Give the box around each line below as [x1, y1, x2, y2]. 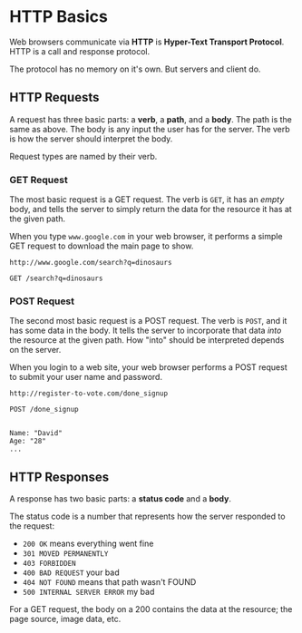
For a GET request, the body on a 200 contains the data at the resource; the [9, 604, 293, 615]
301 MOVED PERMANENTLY [22, 550, 109, 559]
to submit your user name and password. [9, 372, 163, 383]
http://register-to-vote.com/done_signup [9, 389, 169, 398]
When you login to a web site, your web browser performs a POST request [9, 362, 287, 373]
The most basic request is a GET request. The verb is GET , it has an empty [9, 194, 285, 205]
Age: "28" [9, 437, 47, 446]
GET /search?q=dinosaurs [9, 274, 103, 283]
